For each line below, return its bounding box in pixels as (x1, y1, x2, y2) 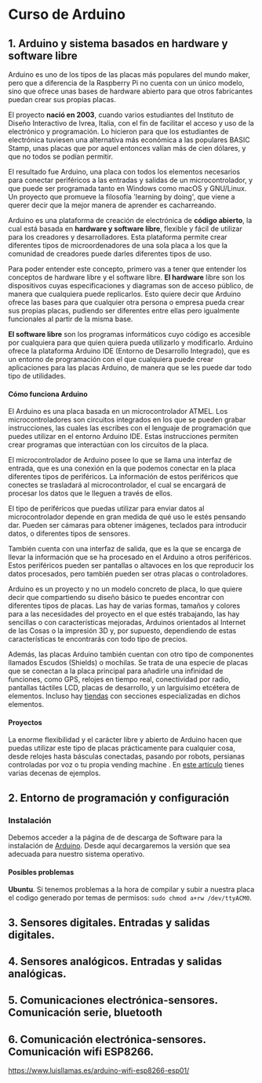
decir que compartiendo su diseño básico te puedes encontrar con (8, 593, 225, 602)
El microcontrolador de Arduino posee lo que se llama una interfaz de (8, 456, 232, 465)
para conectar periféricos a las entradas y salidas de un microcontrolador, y (8, 175, 253, 185)
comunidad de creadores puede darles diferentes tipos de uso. (8, 249, 212, 258)
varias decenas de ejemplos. (8, 768, 101, 778)
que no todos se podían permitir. (8, 152, 114, 161)
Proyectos (8, 717, 42, 727)
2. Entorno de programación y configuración (8, 791, 230, 804)
